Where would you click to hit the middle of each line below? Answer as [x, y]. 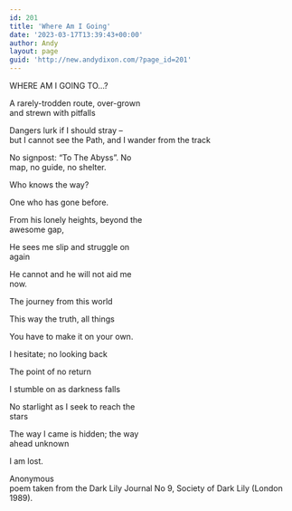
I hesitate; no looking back [59, 354]
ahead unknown [39, 444]
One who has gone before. [59, 202]
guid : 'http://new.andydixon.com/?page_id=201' [101, 60]
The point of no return [51, 371]
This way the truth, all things [62, 319]
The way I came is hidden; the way [74, 434]
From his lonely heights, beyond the [76, 220]
